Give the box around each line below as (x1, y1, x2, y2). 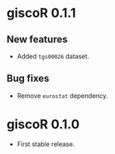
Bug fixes (6, 72, 50, 84)
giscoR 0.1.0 (6, 116, 80, 132)
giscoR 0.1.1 (6, 5, 76, 21)
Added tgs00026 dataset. (16, 52, 89, 60)
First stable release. (16, 140, 75, 148)
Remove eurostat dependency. (16, 91, 108, 100)
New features (6, 33, 68, 45)
